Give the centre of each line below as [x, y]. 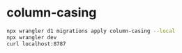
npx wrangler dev [32, 37]
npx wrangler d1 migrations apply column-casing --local [91, 31]
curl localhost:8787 [37, 44]
